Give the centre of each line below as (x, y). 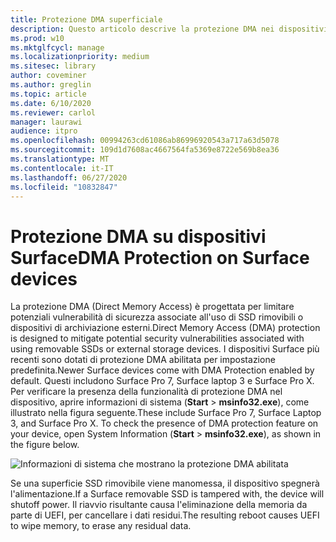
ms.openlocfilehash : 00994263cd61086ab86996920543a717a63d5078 (145, 141)
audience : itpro (44, 131)
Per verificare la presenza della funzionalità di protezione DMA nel (146, 392)
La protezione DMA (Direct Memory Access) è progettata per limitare (152, 307)
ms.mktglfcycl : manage (57, 47)
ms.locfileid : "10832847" (64, 187)
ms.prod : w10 (37, 38)
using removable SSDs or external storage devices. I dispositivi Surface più (165, 349)
